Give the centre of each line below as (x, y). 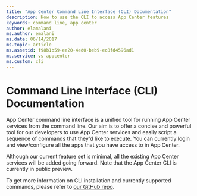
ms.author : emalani (30, 34)
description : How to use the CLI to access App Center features (87, 17)
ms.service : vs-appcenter (38, 56)
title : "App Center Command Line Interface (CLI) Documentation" (89, 12)
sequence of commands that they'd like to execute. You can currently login (98, 139)
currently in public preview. (39, 169)
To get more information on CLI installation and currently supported (89, 181)
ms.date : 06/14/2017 (32, 39)
